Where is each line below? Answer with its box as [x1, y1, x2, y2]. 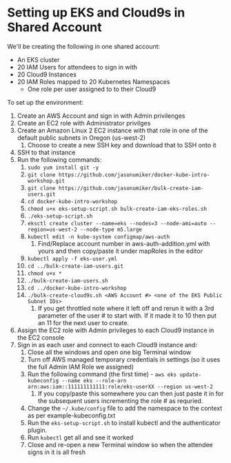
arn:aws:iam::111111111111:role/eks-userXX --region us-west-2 [27, 383, 214, 390]
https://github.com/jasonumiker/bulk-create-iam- [58, 185, 204, 192]
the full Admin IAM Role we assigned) [27, 362, 134, 371]
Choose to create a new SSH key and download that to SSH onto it [27, 141, 217, 149]
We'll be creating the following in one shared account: [7, 42, 161, 50]
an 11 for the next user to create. [37, 318, 130, 327]
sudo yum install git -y [27, 164, 99, 171]
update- [179, 371, 202, 378]
